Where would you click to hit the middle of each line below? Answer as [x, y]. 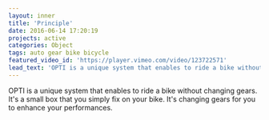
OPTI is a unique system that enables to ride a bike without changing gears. [133, 90]
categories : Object [41, 46]
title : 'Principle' [41, 23]
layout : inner [32, 16]
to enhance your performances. [61, 107]
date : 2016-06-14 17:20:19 [53, 30]
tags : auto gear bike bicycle [59, 53]
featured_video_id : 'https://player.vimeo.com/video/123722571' [118, 61]
